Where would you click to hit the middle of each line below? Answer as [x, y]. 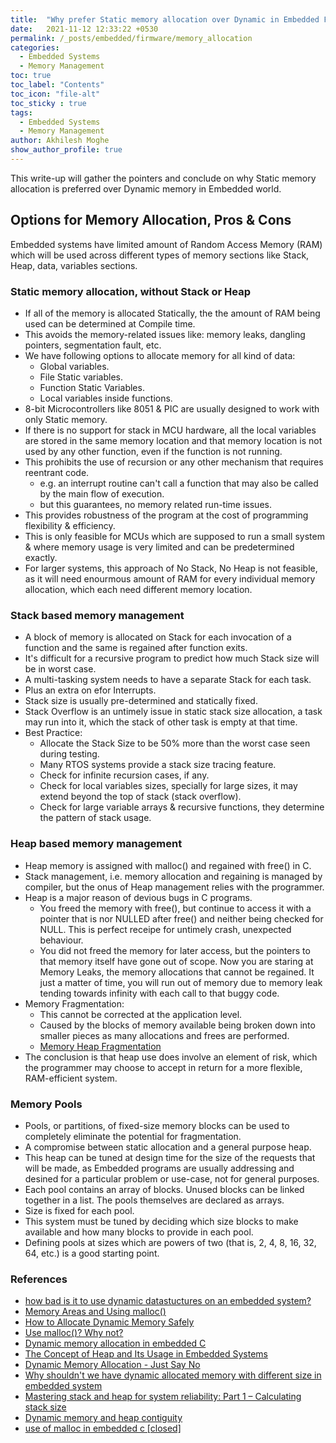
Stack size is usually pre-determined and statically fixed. [141, 701]
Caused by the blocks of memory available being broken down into [177, 1025]
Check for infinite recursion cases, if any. [124, 775]
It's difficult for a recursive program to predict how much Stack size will [172, 658]
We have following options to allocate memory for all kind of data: [160, 355]
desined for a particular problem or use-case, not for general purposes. [172, 1178]
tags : [21, 112]
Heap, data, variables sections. [74, 265]
